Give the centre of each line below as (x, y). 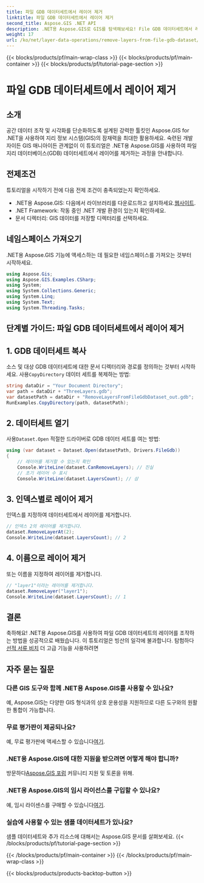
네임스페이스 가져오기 (44, 239)
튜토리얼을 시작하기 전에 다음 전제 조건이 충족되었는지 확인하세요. (83, 190)
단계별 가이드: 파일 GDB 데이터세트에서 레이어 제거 (95, 328)
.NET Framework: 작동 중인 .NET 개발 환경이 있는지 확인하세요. (90, 210)
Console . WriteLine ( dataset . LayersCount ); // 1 (66, 597)
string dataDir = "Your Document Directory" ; (65, 386)
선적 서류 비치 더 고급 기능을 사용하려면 (53, 648)
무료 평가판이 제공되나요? (41, 727)
